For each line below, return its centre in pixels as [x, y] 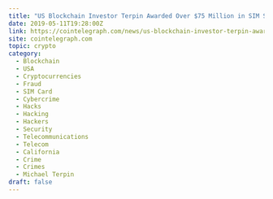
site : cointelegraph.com [50, 39]
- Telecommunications [52, 136]
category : [25, 54]
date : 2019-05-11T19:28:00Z [56, 24]
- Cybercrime [38, 99]
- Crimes [30, 167]
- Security [34, 129]
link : [17, 31]
